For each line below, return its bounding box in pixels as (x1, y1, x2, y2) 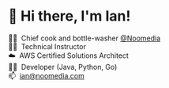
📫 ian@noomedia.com (8, 71, 84, 80)
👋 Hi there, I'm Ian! (8, 7, 131, 25)
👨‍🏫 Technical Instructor (8, 41, 87, 51)
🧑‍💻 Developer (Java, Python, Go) (8, 62, 118, 71)
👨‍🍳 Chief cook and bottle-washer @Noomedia (8, 33, 161, 43)
